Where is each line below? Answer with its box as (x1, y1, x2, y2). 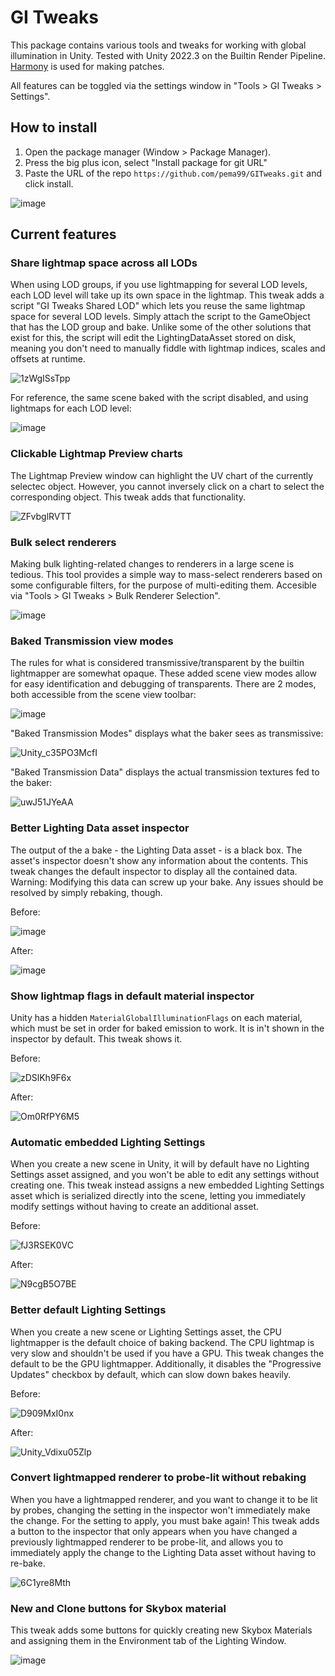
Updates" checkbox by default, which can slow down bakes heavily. (10, 1368, 292, 1380)
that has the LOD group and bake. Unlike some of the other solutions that (10, 321, 312, 333)
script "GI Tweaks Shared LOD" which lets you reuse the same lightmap (10, 300, 306, 312)
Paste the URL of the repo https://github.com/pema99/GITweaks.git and (24, 167, 323, 179)
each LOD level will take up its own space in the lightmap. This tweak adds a (10, 289, 325, 301)
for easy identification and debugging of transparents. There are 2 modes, (10, 678, 317, 690)
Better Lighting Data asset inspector (10, 821, 190, 835)
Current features (10, 226, 117, 243)
